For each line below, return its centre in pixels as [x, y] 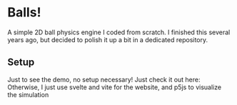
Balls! [24, 12]
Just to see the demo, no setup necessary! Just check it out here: [104, 79]
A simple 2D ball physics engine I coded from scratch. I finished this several [119, 32]
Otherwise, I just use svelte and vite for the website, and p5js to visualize [115, 87]
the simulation [28, 94]
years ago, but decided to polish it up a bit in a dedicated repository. [108, 39]
